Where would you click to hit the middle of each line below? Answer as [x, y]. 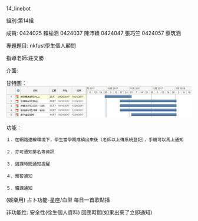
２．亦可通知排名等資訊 [30, 152]
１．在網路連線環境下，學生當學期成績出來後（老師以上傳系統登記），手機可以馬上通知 [95, 140]
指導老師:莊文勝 [25, 58]
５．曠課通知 [19, 188]
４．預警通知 [19, 176]
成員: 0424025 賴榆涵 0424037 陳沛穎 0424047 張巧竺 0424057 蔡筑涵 [94, 33]
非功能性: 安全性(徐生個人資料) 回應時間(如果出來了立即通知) [79, 212]
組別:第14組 [20, 21]
